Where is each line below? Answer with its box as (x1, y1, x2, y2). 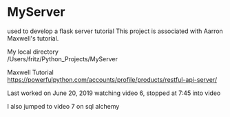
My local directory (7, 47, 59, 56)
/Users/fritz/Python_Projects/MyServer (7, 54, 118, 63)
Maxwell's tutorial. (7, 34, 59, 42)
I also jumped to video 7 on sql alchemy (7, 102, 120, 110)
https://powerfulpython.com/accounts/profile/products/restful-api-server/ (7, 75, 218, 83)
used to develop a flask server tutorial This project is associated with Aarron (7, 27, 224, 35)
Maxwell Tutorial (7, 68, 54, 76)
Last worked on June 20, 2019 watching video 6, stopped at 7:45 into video (7, 89, 221, 97)
